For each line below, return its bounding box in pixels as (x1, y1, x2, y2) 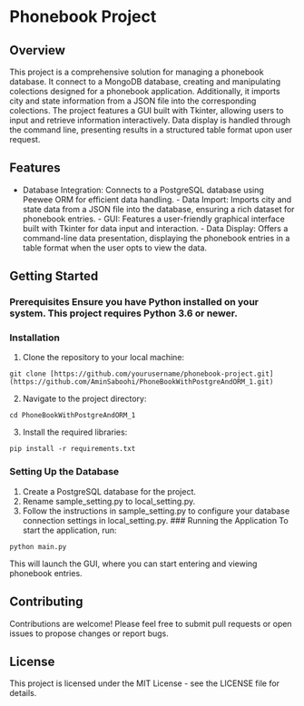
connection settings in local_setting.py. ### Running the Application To (22, 515, 289, 525)
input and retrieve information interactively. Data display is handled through (9, 115, 291, 125)
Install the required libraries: (22, 427, 128, 437)
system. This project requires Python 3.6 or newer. (9, 307, 238, 319)
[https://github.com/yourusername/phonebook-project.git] (49, 369, 274, 378)
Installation (9, 331, 61, 344)
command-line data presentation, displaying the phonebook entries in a (22, 232, 290, 243)
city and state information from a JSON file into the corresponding (9, 95, 257, 106)
